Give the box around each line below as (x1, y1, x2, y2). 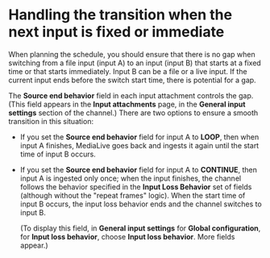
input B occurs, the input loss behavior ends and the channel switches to (19, 199, 262, 209)
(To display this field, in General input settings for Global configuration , (19, 223, 261, 233)
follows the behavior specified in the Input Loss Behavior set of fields (19, 181, 252, 191)
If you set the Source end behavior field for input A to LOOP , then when (19, 131, 260, 142)
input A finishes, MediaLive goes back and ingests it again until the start (19, 140, 260, 150)
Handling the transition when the (8, 6, 232, 24)
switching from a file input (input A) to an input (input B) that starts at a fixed (8, 58, 262, 68)
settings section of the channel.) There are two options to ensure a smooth (8, 107, 259, 118)
